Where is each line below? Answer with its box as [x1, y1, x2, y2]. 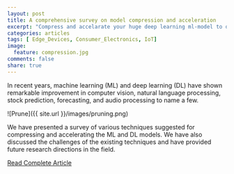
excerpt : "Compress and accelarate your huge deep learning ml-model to [7, 23, 223, 30]
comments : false [7, 56, 54, 63]
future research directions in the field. [7, 145, 116, 153]
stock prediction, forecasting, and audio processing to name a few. [7, 95, 199, 104]
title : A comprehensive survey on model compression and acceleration [7, 17, 217, 24]
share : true [7, 62, 42, 69]
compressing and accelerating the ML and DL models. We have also [7, 130, 203, 139]
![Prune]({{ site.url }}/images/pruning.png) [7, 109, 129, 118]
